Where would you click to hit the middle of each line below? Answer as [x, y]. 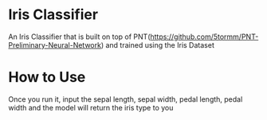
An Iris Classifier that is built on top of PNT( [79, 37]
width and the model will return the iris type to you [91, 107]
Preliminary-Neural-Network [55, 45]
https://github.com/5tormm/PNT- [204, 37]
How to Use [47, 77]
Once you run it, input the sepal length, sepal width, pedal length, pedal [126, 99]
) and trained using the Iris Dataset [158, 45]
